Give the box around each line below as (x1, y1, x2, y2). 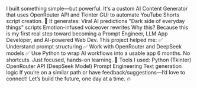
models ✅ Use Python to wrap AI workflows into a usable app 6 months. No (6, 50, 190, 57)
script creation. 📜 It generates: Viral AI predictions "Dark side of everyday (6, 18, 185, 24)
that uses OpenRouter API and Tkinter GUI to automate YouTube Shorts (6, 11, 179, 18)
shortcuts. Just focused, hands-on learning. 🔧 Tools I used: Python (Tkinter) (6, 56, 192, 63)
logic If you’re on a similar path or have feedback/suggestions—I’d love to (6, 69, 185, 76)
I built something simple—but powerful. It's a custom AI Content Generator (6, 5, 188, 12)
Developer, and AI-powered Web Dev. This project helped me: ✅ (6, 37, 163, 43)
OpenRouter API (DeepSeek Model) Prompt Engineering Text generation (6, 63, 182, 70)
